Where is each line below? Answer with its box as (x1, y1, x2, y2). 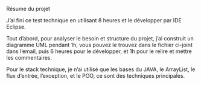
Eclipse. (6, 24, 26, 30)
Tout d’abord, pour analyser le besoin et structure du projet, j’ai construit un (6, 35, 194, 42)
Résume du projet (6, 5, 50, 12)
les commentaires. (6, 54, 53, 61)
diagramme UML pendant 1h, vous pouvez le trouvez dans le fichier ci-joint (6, 42, 193, 48)
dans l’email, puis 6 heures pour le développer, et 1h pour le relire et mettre (6, 48, 192, 55)
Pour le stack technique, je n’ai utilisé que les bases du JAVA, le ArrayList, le (6, 66, 196, 73)
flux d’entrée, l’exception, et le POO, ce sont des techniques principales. (6, 72, 185, 79)
